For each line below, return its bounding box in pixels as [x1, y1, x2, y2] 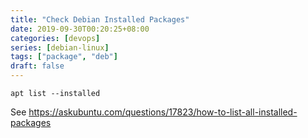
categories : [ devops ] [10, 33, 101, 43]
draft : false [10, 61, 65, 71]
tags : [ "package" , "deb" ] [10, 52, 118, 62]
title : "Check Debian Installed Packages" [10, 14, 190, 25]
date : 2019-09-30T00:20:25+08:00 [10, 24, 150, 34]
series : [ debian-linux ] [10, 42, 110, 53]
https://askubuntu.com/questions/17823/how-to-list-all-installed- [28, 106, 298, 118]
